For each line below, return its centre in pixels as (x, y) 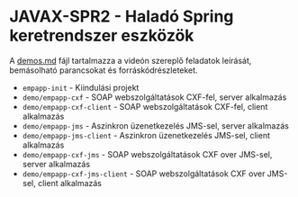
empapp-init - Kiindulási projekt (81, 87)
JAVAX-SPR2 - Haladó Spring (122, 17)
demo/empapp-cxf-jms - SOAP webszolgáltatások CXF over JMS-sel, (147, 154)
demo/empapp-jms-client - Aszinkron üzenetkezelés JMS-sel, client (146, 135)
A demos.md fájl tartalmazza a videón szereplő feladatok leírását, (131, 60)
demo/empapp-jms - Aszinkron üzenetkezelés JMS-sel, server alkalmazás (156, 125)
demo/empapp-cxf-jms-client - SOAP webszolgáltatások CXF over (144, 174)
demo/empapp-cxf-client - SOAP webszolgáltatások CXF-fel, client (145, 106)
